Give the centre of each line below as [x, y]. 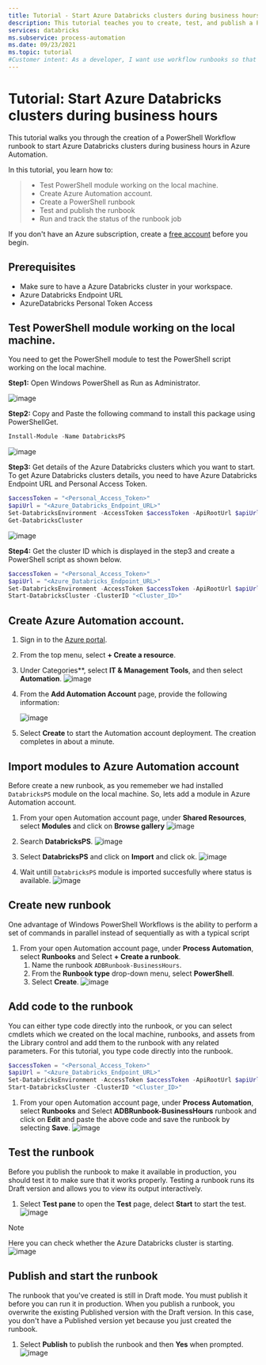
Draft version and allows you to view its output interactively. [106, 1189]
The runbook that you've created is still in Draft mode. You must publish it [128, 1295]
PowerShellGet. [34, 422]
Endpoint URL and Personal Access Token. [78, 484]
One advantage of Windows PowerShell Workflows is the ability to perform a [133, 924]
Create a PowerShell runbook [87, 202]
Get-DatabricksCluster [46, 520]
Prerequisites [42, 267]
